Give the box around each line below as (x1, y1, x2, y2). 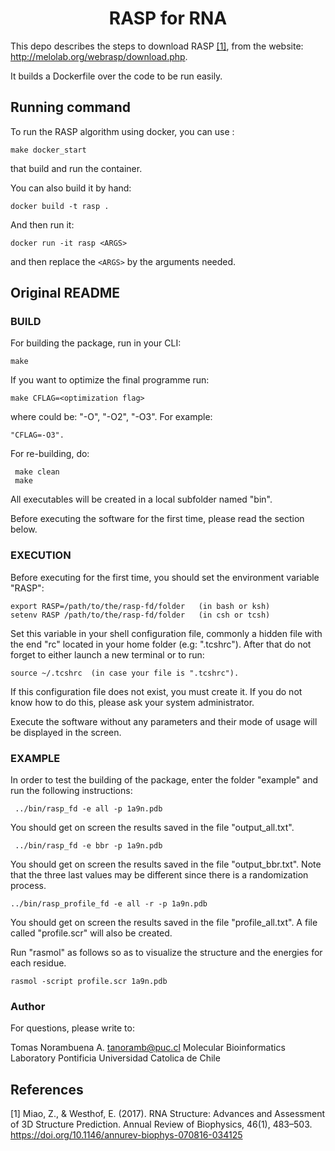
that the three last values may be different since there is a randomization (10, 869, 309, 881)
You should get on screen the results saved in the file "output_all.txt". (10, 822, 295, 834)
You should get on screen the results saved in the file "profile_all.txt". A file (10, 917, 318, 929)
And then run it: (10, 218, 75, 231)
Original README (10, 285, 121, 302)
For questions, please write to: (10, 1022, 135, 1034)
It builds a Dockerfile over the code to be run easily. (10, 70, 223, 82)
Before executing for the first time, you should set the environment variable (10, 571, 320, 583)
